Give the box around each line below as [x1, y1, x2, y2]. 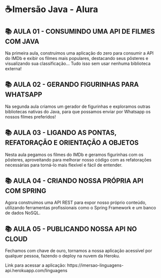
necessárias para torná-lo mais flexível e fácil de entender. [5, 162, 123, 168]
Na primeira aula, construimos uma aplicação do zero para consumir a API [5, 50, 154, 56]
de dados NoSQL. [5, 210, 40, 216]
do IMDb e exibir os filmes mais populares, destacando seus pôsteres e [5, 56, 148, 61]
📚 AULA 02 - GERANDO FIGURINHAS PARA [5, 80, 139, 89]
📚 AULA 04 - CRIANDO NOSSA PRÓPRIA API [5, 177, 143, 185]
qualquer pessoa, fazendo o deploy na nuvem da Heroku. [5, 253, 120, 259]
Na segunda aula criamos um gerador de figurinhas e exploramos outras [5, 103, 151, 109]
